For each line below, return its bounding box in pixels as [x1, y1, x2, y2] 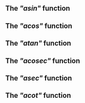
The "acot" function [5, 91, 71, 100]
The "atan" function [5, 39, 72, 48]
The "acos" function [5, 22, 73, 30]
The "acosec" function [5, 56, 80, 65]
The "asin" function [5, 4, 70, 13]
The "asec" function [5, 74, 72, 83]
